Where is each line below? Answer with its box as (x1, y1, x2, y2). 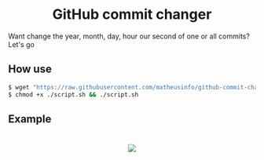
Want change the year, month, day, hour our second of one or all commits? (8, 31, 250, 41)
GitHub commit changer (52, 5, 212, 24)
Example (8, 112, 52, 125)
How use (8, 63, 53, 76)
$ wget (8, 83, 30, 91)
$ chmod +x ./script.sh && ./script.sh (8, 90, 139, 99)
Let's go (8, 39, 35, 49)
